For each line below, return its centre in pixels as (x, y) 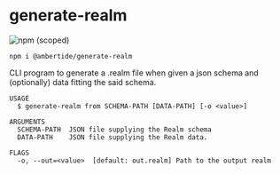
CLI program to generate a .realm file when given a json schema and (134, 73)
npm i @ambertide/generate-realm (71, 56)
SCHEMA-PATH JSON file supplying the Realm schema (115, 130)
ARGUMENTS (27, 122)
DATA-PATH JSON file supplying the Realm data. (113, 137)
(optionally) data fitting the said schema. (83, 82)
